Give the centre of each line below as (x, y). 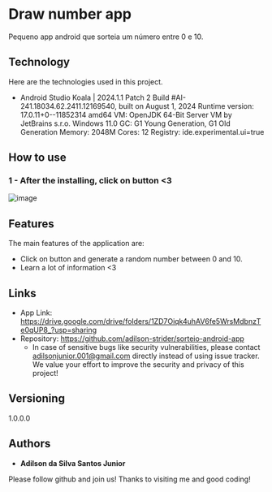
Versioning (37, 399)
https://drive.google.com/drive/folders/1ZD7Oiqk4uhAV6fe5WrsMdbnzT (140, 322)
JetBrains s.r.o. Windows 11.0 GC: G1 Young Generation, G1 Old (125, 123)
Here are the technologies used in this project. (86, 81)
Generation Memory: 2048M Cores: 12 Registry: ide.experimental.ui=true (142, 132)
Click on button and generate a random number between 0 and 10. (132, 259)
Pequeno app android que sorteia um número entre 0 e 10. (106, 37)
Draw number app (70, 14)
